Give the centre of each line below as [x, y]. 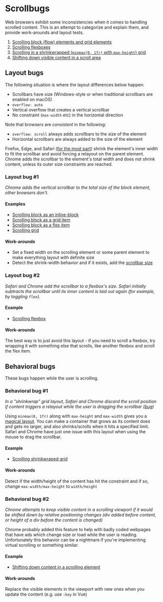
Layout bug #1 [22, 177]
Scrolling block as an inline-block [45, 215]
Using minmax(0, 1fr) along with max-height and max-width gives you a [76, 416]
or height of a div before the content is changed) [54, 520]
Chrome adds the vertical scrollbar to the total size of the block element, [78, 188]
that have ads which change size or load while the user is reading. [71, 535]
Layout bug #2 [22, 275]
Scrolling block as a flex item [41, 225]
